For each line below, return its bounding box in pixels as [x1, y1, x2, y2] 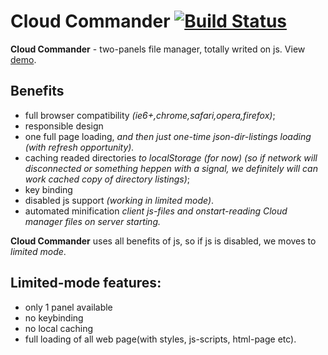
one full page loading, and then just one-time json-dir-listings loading [24, 130, 312, 142]
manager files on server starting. [24, 215, 162, 227]
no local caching [24, 322, 94, 334]
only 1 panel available [24, 301, 113, 313]
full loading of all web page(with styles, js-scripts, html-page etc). [24, 333, 297, 345]
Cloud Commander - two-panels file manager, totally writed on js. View [10, 43, 306, 55]
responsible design [24, 120, 104, 132]
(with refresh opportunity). [24, 141, 135, 153]
